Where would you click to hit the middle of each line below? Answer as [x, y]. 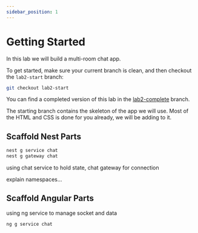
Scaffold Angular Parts [50, 198]
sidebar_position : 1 [32, 12]
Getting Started [46, 41]
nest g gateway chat [32, 156]
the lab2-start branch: [35, 77]
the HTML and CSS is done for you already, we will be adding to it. [89, 117]
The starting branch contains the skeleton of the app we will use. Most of [97, 111]
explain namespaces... [34, 179]
